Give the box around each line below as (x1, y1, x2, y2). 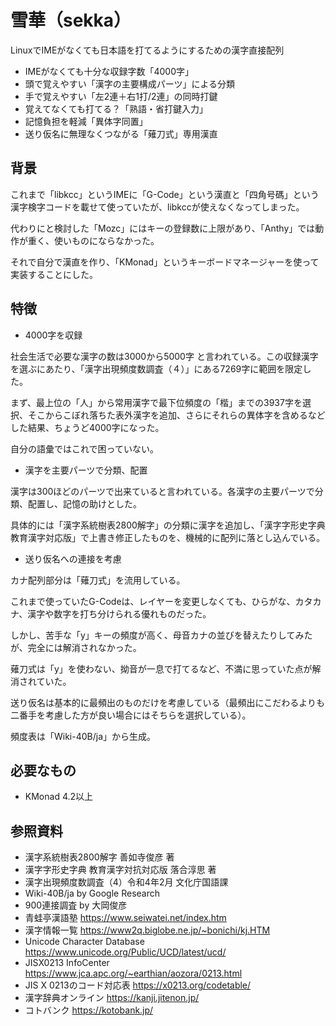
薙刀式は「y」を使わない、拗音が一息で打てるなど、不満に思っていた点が (10, 662, 313, 675)
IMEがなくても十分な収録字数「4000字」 (24, 65, 195, 77)
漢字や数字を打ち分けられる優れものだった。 (27, 607, 212, 620)
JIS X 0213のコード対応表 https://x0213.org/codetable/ (24, 979, 252, 991)
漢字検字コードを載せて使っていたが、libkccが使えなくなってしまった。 (10, 201, 305, 213)
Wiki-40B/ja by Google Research (24, 887, 161, 900)
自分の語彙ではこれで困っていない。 (10, 442, 159, 455)
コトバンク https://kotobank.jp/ (24, 1004, 154, 1016)
